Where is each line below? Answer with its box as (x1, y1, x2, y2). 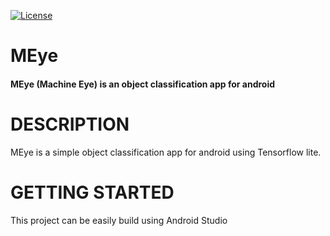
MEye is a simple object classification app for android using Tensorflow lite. (10, 146, 322, 158)
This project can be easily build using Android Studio (10, 214, 228, 226)
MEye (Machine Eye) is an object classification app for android (10, 78, 276, 90)
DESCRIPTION (10, 113, 130, 135)
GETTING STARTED (10, 181, 175, 204)
